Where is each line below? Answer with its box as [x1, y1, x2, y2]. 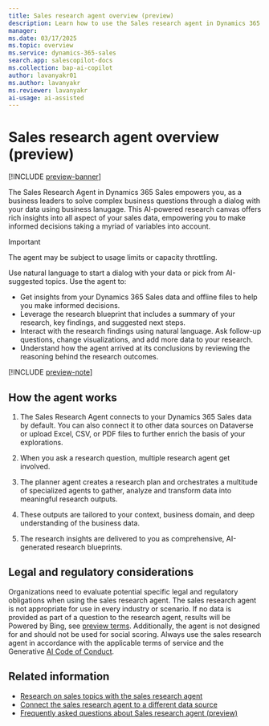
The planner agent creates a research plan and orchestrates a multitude [19, 477, 259, 486]
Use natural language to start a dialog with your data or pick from [8, 268, 224, 278]
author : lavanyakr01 [8, 71, 78, 79]
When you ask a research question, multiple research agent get [19, 453, 230, 462]
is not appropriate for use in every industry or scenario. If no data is [8, 603, 232, 614]
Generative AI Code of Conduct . [8, 647, 115, 656]
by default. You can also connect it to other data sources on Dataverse [19, 420, 254, 430]
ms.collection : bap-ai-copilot [8, 64, 113, 72]
